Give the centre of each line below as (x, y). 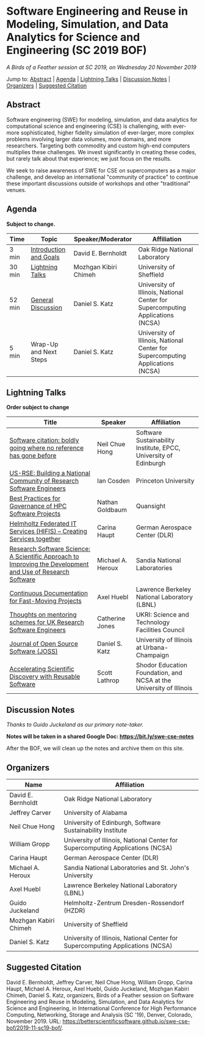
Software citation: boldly (44, 440)
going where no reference (47, 448)
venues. (16, 190)
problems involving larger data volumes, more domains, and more (89, 139)
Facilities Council (160, 630)
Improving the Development (49, 564)
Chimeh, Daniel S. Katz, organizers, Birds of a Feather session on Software (100, 995)
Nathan (108, 502)
